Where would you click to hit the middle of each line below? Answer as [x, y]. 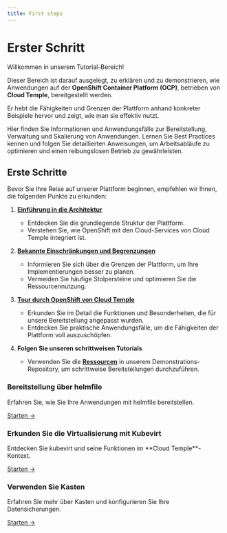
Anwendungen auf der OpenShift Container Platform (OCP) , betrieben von [114, 88]
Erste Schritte [37, 172]
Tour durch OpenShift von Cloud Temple [76, 300]
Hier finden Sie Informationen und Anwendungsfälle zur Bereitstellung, [107, 129]
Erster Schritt [46, 47]
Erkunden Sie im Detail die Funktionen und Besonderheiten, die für [122, 313]
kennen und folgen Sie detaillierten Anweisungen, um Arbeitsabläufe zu [108, 143]
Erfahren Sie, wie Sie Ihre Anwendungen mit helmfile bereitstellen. [101, 402]
